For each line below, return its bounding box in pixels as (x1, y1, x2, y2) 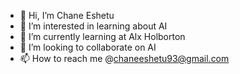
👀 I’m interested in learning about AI (19, 20, 168, 32)
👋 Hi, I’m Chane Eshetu (19, 10, 115, 21)
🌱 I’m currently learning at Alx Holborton (19, 31, 186, 42)
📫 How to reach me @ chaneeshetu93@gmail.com (19, 53, 230, 64)
